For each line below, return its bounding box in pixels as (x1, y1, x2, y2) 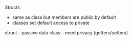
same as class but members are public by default (12, 14, 116, 20)
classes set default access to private (12, 20, 90, 26)
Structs (5, 5, 20, 10)
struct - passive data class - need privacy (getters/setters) (5, 30, 128, 35)
